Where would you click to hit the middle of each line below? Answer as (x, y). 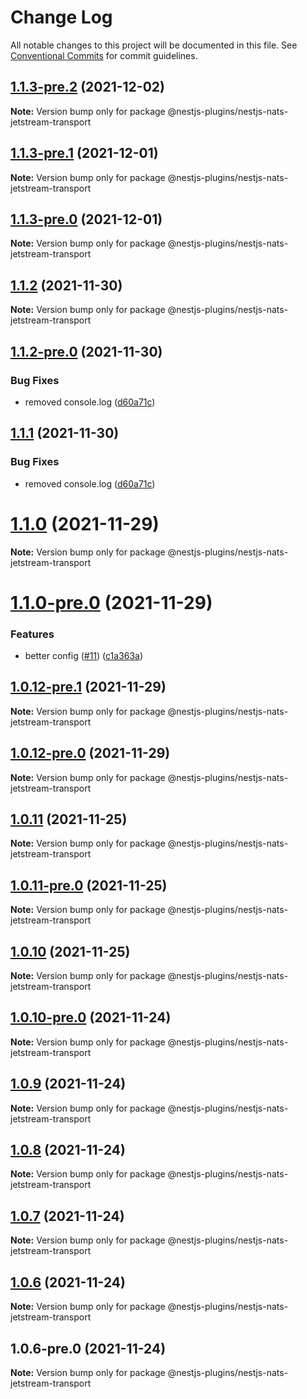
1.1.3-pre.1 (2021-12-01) (84, 153)
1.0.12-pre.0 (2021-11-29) (90, 753)
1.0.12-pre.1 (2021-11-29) (88, 687)
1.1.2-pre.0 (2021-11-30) (86, 351)
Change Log (61, 17)
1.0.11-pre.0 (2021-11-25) (89, 885)
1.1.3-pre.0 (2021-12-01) (86, 219)
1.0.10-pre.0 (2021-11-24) (91, 1017)
